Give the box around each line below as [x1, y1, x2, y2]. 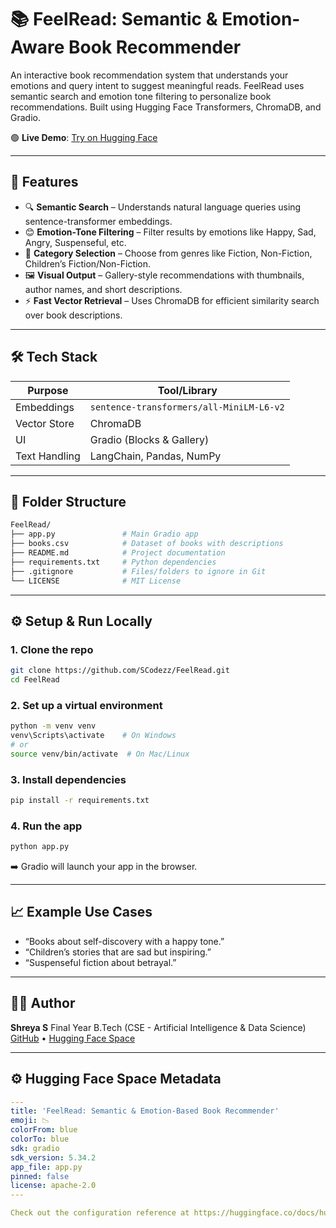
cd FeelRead [10, 675, 60, 685]
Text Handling [15, 449, 81, 463]
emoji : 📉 [10, 1116, 50, 1126]
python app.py [10, 842, 70, 852]
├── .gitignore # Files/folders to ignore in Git [10, 566, 267, 576]
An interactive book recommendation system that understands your [10, 69, 289, 81]
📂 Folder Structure [10, 493, 127, 510]
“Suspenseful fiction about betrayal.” [24, 956, 177, 968]
